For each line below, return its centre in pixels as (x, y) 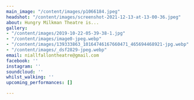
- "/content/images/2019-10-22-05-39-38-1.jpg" (66, 34)
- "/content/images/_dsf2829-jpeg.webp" (57, 50)
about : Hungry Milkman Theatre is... (53, 22)
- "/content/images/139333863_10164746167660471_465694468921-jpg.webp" (98, 45)
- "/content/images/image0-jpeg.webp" (54, 39)
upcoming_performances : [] (39, 83)
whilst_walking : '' (30, 77)
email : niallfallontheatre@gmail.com (53, 55)
